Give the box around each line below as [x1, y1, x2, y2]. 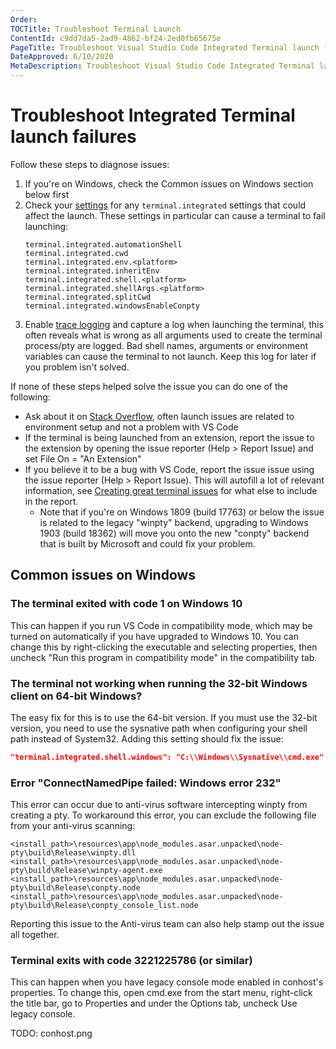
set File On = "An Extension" [24, 452, 142, 465]
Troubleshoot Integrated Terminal [10, 104, 296, 127]
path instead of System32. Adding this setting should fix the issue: [10, 732, 284, 745]
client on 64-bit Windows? [10, 689, 143, 703]
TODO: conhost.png [10, 1027, 93, 1040]
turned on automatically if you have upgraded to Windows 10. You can [10, 630, 299, 642]
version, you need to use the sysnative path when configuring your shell [10, 722, 308, 734]
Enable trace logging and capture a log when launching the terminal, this [24, 318, 324, 330]
